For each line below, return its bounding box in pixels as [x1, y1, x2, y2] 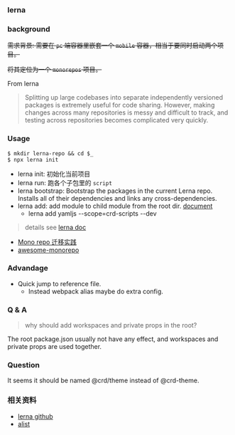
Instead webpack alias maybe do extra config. [28, 287, 163, 295]
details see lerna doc [24, 223, 87, 231]
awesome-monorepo [17, 246, 80, 254]
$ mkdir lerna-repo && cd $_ [7, 150, 94, 157]
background [7, 23, 51, 33]
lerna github [17, 412, 53, 421]
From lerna [7, 80, 39, 88]
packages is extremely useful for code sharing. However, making [24, 101, 215, 110]
